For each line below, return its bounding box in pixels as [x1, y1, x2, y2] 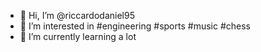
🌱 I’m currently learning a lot [19, 31, 137, 42]
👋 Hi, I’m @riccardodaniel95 [19, 10, 135, 21]
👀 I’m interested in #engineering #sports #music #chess [19, 20, 251, 32]
